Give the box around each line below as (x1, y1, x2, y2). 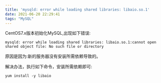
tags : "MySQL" (5, 16, 34, 21)
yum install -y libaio (5, 74, 51, 79)
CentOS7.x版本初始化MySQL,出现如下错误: (5, 30, 91, 36)
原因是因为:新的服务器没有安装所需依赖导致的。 (5, 53, 101, 59)
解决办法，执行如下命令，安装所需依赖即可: (5, 64, 92, 70)
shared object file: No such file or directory (5, 44, 104, 49)
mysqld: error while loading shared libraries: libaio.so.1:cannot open (5, 40, 157, 45)
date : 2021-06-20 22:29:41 (5, 12, 60, 17)
